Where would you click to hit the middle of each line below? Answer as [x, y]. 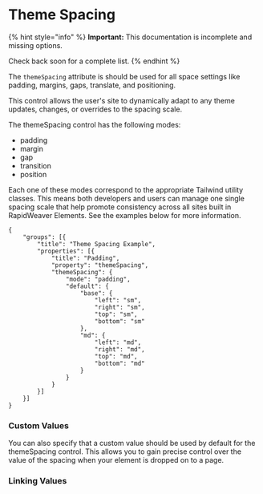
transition [36, 165]
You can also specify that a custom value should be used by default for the [132, 443]
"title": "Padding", [85, 258]
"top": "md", [116, 356]
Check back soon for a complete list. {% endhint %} [94, 61]
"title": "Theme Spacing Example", [97, 244]
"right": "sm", [120, 307]
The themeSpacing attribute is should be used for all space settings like [124, 76]
